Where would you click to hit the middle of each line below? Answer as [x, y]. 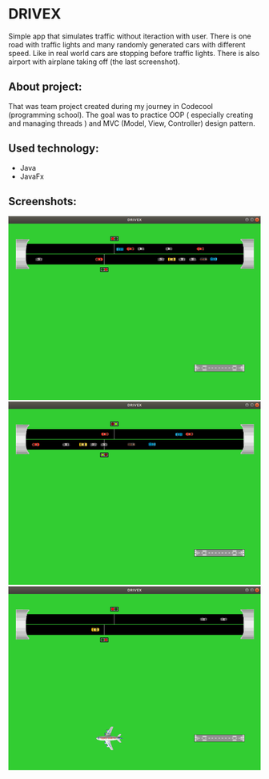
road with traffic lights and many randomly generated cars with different [127, 44]
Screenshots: [43, 201]
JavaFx [32, 176]
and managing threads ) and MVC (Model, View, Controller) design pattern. [132, 123]
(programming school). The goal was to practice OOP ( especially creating [131, 115]
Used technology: [54, 149]
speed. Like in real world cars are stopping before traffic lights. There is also [134, 53]
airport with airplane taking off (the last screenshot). [94, 62]
